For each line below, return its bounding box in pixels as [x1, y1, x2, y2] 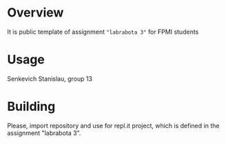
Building [7, 99, 56, 114]
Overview [7, 5, 64, 21]
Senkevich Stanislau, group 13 [7, 74, 93, 83]
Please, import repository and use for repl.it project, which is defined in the [7, 121, 220, 130]
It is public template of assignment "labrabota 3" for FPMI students [7, 28, 199, 36]
